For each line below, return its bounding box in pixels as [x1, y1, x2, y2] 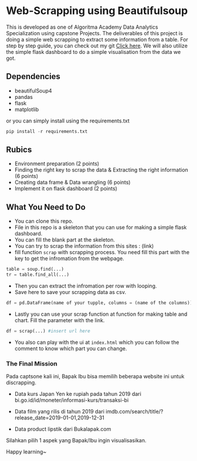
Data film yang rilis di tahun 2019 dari [14, 408, 104, 415]
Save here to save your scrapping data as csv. [14, 289, 127, 295]
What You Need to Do [6, 202, 86, 212]
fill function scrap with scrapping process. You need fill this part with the [14, 249, 189, 256]
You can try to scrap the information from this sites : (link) [14, 243, 154, 250]
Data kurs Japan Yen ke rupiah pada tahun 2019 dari [14, 391, 142, 398]
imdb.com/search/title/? [105, 408, 164, 415]
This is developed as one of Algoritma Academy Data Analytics [6, 23, 158, 30]
